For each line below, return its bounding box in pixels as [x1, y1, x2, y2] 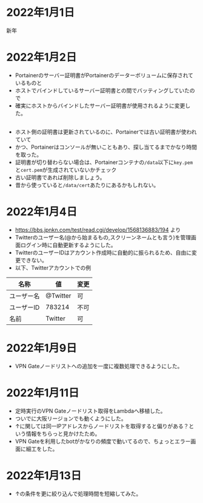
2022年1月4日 [6, 205, 78, 219]
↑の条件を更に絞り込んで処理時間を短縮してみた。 [15, 490, 142, 498]
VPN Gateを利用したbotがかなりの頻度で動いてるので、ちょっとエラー [15, 438, 191, 445]
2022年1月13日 [6, 469, 82, 483]
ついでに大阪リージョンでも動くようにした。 [15, 415, 127, 422]
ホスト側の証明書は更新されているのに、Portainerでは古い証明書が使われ [15, 128, 197, 135]
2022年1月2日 [6, 50, 77, 64]
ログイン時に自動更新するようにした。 [20, 241, 116, 249]
